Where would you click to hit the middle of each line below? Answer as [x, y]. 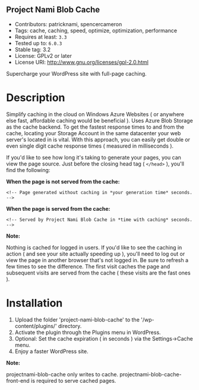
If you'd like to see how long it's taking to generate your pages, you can [94, 157]
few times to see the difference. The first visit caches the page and [88, 266]
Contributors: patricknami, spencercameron [68, 24]
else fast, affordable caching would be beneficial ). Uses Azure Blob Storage [99, 120]
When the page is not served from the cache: [63, 182]
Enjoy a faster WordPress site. [51, 351]
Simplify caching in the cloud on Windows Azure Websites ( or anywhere [95, 114]
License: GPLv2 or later [43, 55]
